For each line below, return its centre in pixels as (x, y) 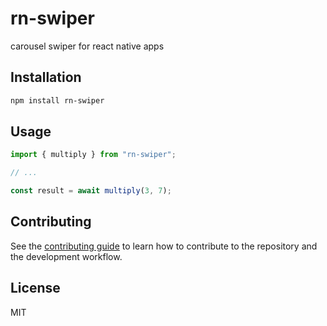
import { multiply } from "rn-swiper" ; (93, 155)
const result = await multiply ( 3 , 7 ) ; (91, 191)
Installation (46, 77)
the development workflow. (66, 256)
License (35, 288)
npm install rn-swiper (57, 100)
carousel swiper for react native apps (87, 46)
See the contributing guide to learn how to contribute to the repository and (164, 246)
